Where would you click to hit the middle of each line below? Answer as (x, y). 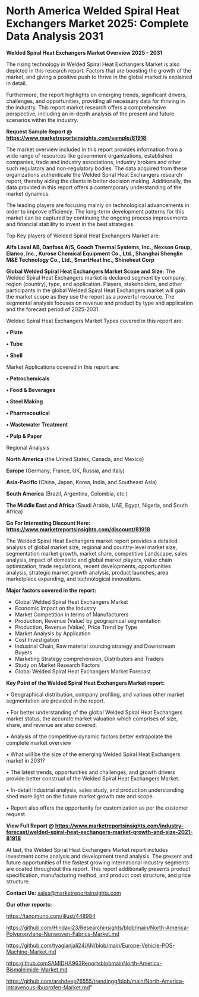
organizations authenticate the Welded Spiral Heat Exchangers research (94, 174)
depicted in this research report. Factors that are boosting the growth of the (99, 70)
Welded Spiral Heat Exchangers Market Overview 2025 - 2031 (84, 52)
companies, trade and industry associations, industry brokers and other (94, 162)
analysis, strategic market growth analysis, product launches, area (87, 572)
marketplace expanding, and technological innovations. (74, 579)
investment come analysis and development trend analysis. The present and (99, 856)
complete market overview (39, 742)
